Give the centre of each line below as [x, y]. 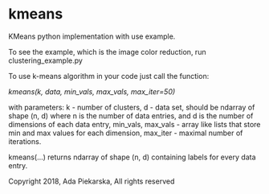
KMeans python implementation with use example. [92, 36]
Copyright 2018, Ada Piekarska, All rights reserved [92, 181]
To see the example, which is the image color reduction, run [107, 52]
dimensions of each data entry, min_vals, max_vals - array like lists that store [134, 124]
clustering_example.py [45, 60]
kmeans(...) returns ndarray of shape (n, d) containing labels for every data [132, 157]
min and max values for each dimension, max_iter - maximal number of [126, 133]
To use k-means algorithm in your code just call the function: [109, 76]
